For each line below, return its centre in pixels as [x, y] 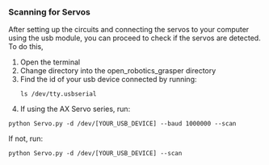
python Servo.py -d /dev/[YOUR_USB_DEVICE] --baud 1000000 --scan [122, 124]
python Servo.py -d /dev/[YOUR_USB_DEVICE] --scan [95, 154]
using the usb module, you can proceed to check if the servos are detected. [134, 38]
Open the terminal [50, 62]
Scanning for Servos [50, 12]
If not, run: [25, 138]
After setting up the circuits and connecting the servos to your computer [129, 30]
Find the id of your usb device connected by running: [108, 80]
